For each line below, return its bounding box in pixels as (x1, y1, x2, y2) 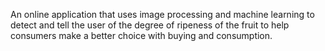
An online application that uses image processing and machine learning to (10, 9, 315, 20)
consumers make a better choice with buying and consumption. (10, 30, 273, 41)
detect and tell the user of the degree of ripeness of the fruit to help (10, 19, 290, 31)
